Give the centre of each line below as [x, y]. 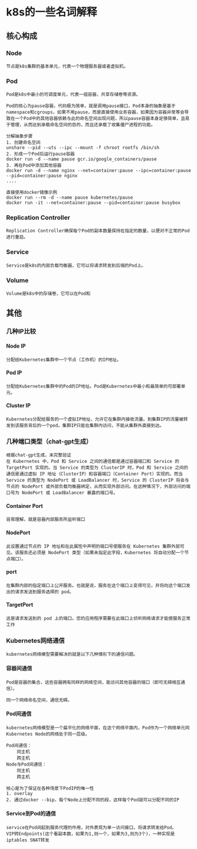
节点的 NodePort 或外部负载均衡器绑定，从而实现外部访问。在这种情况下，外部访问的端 [98, 487]
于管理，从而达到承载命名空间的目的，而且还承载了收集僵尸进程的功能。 [81, 125]
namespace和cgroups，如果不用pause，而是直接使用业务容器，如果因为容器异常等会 [95, 112]
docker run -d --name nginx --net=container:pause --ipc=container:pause [99, 171]
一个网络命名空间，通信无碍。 [41, 700]
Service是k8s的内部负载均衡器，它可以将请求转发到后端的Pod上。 [76, 265]
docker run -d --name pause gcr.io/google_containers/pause [82, 159]
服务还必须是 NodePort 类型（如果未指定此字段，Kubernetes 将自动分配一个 [102, 553]
